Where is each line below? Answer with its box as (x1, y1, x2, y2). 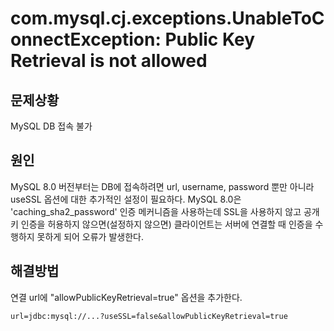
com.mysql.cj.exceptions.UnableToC (10, 7, 325, 30)
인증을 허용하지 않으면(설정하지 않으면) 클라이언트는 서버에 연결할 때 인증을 (20, 218, 313, 230)
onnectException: (10, 28, 162, 51)
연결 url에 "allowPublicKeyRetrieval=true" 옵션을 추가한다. (10, 291, 243, 303)
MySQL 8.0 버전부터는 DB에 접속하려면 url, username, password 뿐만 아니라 (10, 180, 315, 192)
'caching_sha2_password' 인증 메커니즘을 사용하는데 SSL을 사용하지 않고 (10, 205, 302, 217)
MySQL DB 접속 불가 (10, 120, 93, 132)
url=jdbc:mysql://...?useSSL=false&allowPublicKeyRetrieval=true (10, 311, 288, 321)
